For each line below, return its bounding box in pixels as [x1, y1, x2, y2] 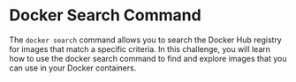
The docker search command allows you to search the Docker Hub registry [9, 34, 283, 45]
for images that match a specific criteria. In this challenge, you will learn [9, 43, 271, 54]
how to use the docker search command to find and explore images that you [9, 53, 287, 63]
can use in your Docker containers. [9, 63, 137, 73]
